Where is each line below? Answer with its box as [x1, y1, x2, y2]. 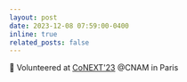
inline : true [9, 29, 58, 38]
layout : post [9, 12, 58, 22]
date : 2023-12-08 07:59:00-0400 [9, 21, 129, 30]
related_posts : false [9, 37, 90, 47]
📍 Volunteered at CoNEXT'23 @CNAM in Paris [9, 62, 179, 73]
